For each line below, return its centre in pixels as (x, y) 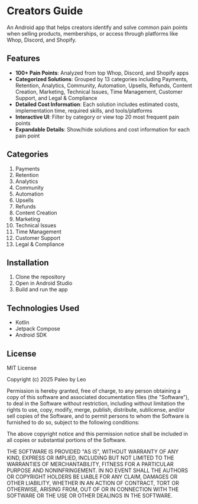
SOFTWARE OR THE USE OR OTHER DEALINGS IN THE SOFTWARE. (90, 495)
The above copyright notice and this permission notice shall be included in (97, 434)
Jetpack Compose (38, 329)
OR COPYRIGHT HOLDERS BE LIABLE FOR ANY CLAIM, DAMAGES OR (92, 477)
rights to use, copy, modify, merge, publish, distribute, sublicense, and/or (96, 410)
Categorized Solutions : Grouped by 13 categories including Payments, (101, 79)
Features (23, 58)
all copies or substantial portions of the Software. (66, 440)
